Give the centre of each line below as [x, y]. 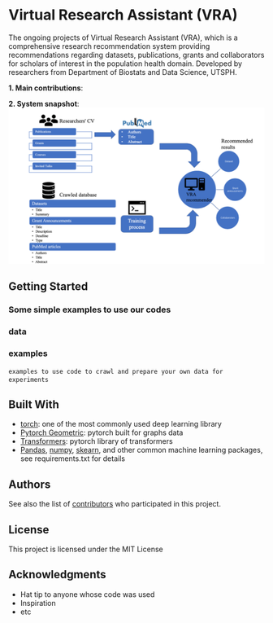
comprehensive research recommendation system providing [109, 46]
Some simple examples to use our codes [90, 309]
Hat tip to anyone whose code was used [87, 594]
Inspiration [38, 603]
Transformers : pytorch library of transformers [96, 441]
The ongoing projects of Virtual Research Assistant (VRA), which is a [123, 37]
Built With [34, 404]
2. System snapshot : [44, 103]
